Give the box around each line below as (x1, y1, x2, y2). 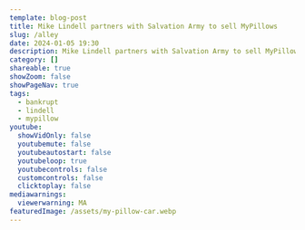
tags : (9, 89, 30, 98)
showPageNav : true (9, 81, 79, 90)
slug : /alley (9, 30, 59, 39)
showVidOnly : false (17, 131, 92, 140)
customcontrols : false (17, 173, 103, 182)
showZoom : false (9, 72, 71, 81)
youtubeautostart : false (17, 148, 112, 157)
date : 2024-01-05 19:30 (9, 38, 100, 48)
